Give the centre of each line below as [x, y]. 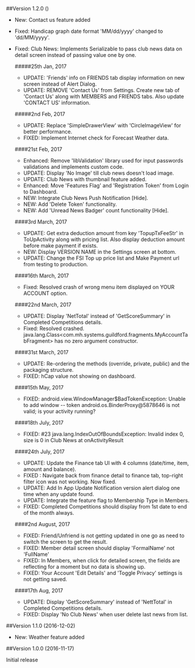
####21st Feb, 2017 [38, 149]
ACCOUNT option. [45, 293]
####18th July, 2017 [39, 423]
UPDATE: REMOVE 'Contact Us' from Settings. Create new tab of [101, 90]
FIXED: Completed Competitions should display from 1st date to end [105, 506]
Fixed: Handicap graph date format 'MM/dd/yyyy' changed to [89, 31]
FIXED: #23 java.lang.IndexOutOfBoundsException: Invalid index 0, [104, 434]
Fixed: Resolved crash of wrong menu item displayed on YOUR [99, 287]
